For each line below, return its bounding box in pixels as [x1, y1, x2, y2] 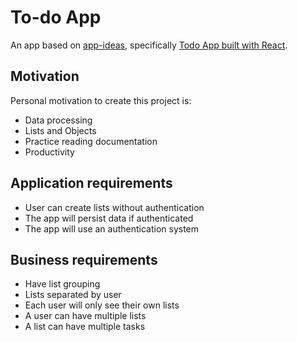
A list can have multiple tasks [24, 321, 146, 333]
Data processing [24, 114, 93, 126]
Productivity [24, 146, 75, 158]
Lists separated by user [24, 289, 122, 301]
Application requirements [10, 175, 173, 192]
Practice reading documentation [24, 135, 158, 147]
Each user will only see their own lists [24, 299, 180, 311]
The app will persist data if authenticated [24, 212, 194, 224]
